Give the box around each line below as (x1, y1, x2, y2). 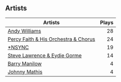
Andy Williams (7, 27, 41, 34)
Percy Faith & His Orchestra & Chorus (7, 35, 95, 42)
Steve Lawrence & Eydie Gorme (7, 52, 82, 59)
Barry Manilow (7, 60, 42, 67)
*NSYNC (7, 44, 29, 51)
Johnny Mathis (7, 68, 42, 75)
